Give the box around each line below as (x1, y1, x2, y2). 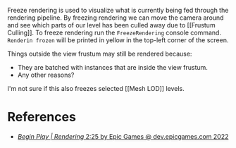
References (7, 109, 76, 125)
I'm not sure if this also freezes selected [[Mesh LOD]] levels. (7, 85, 185, 92)
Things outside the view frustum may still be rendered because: (7, 49, 192, 58)
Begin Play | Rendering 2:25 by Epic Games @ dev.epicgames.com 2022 (17, 132, 229, 140)
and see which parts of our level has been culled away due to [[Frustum (7, 21, 216, 29)
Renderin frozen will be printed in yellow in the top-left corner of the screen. (7, 36, 229, 44)
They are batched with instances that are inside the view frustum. (17, 63, 208, 71)
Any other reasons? (17, 70, 75, 79)
